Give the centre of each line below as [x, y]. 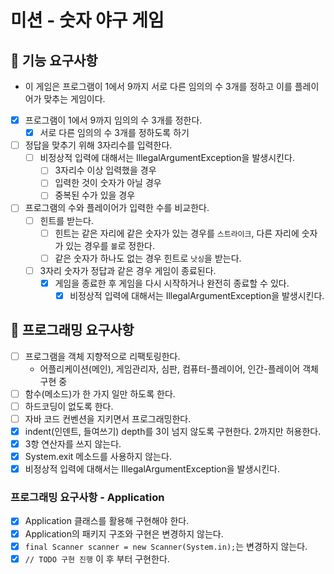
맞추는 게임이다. [74, 99]
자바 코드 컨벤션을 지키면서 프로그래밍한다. [108, 418]
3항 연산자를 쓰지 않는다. [73, 444]
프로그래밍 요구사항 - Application [87, 498]
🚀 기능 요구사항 [54, 60]
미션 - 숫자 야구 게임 [87, 20]
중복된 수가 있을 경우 [95, 195]
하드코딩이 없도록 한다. [69, 406]
